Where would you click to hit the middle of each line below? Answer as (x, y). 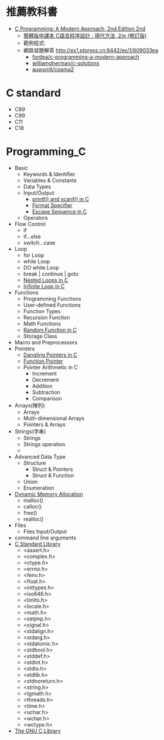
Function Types (42, 311)
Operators (35, 218)
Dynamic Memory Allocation (49, 494)
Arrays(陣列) (30, 405)
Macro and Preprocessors (46, 342)
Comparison (47, 398)
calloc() (33, 506)
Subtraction (46, 392)
